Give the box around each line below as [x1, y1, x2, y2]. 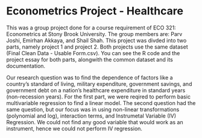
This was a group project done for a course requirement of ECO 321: [6, 24, 176, 31]
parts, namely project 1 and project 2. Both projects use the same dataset [6, 43, 188, 50]
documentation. [6, 62, 46, 70]
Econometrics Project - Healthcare [6, 4, 184, 18]
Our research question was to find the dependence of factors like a [6, 74, 173, 81]
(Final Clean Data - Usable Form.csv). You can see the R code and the [6, 49, 180, 56]
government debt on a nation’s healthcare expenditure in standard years [6, 86, 186, 94]
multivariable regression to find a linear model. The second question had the [6, 99, 196, 106]
